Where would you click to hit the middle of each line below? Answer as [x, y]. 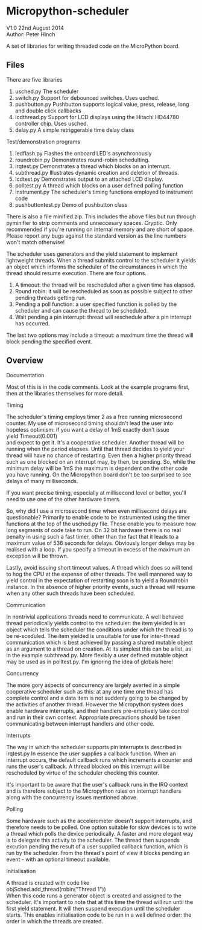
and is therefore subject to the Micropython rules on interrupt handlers [94, 791]
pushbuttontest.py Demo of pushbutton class [71, 204]
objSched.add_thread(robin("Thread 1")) [56, 889]
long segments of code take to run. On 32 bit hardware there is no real [94, 530]
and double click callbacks [48, 111]
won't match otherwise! [36, 242]
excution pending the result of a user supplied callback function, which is [97, 846]
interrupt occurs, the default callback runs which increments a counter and [99, 759]
